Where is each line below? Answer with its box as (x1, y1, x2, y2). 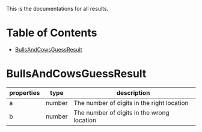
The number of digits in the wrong (73, 108, 170, 116)
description (116, 88, 150, 97)
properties (9, 88, 40, 97)
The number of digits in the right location (73, 98, 189, 107)
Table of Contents (6, 26, 97, 40)
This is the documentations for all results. (6, 5, 109, 12)
